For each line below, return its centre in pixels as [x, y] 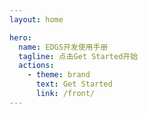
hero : [20, 37]
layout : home [36, 19]
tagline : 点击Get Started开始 [78, 56]
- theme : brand [59, 75]
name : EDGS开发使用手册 [63, 47]
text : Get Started [74, 84]
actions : [36, 66]
